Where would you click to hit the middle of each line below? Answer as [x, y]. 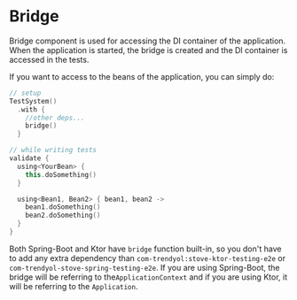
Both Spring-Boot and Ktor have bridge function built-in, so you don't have [145, 249]
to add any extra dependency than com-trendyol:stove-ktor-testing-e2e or [148, 258]
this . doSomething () [61, 174]
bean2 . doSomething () [63, 215]
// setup [25, 93]
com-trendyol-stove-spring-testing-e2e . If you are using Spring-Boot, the [145, 267]
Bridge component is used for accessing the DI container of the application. [148, 41]
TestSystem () [33, 101]
